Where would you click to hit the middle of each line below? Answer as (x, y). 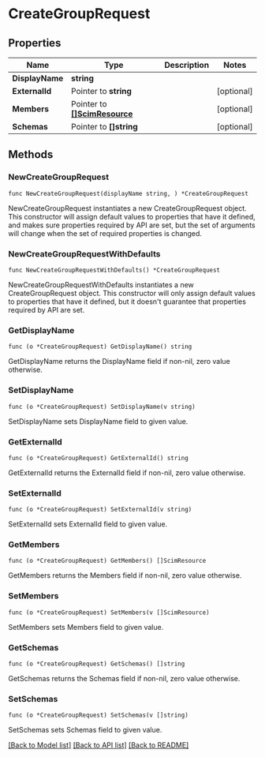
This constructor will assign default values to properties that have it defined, (132, 216)
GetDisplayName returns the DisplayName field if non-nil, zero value (119, 362)
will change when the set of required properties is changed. (105, 233)
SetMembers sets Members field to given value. (86, 627)
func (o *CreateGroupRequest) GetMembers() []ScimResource (107, 561)
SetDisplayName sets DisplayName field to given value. (98, 421)
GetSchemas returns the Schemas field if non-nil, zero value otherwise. (124, 679)
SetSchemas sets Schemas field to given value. (85, 730)
